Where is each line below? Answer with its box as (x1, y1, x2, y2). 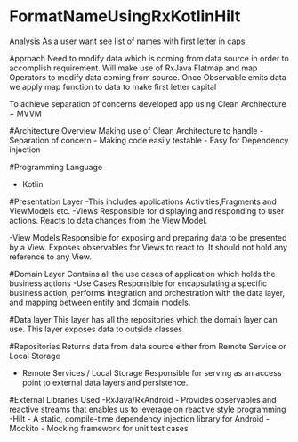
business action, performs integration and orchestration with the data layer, (9, 287, 286, 298)
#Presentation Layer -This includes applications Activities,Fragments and (9, 196, 278, 207)
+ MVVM (9, 108, 43, 119)
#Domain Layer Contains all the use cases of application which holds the (9, 268, 276, 279)
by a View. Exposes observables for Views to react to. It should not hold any (9, 241, 287, 252)
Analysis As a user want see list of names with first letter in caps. (9, 36, 247, 46)
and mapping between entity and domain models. (9, 297, 191, 307)
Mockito (9, 422, 39, 433)
